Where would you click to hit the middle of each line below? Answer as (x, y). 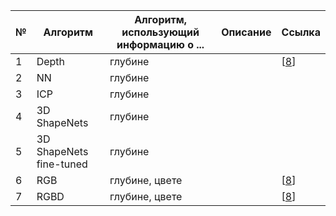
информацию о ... (160, 44)
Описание (246, 32)
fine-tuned (62, 164)
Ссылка (301, 32)
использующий (160, 32)
